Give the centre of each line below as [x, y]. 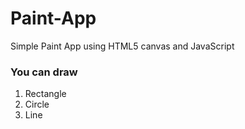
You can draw [44, 72]
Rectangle [45, 94]
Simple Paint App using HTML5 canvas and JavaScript [122, 46]
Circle [37, 104]
